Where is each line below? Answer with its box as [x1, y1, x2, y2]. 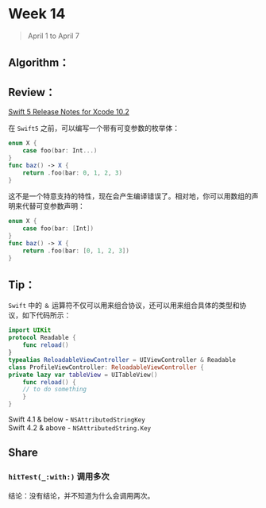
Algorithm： [8, 56, 70, 70]
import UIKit [8, 326, 52, 334]
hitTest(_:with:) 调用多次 [8, 471, 110, 483]
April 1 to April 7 [27, 31, 79, 40]
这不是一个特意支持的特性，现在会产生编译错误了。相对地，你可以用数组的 [8, 191, 252, 201]
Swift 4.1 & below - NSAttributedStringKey [8, 414, 145, 425]
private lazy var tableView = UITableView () [8, 371, 158, 379]
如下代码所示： [21, 310, 71, 320]
